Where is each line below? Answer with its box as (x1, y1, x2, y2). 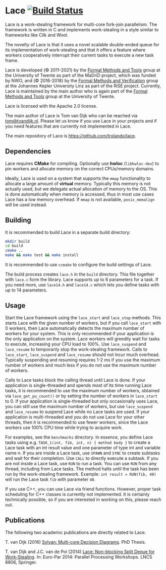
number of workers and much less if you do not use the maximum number (5, 362, 157, 368)
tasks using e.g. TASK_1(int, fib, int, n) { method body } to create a (5, 439, 151, 445)
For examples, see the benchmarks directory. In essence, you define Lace (5, 434, 153, 440)
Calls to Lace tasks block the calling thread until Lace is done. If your (5, 377, 146, 383)
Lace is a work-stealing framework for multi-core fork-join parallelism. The (5, 21, 158, 27)
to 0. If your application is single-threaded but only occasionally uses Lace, (5, 398, 159, 404)
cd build (5, 243, 23, 248)
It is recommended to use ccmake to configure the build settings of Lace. (5, 262, 152, 268)
